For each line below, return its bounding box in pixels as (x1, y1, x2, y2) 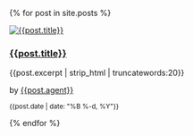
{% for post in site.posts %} (9, 8, 112, 18)
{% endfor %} (9, 118, 61, 129)
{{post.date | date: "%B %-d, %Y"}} (9, 102, 119, 111)
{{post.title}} (9, 47, 67, 59)
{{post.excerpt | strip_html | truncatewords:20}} (9, 67, 185, 79)
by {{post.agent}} (9, 85, 74, 96)
